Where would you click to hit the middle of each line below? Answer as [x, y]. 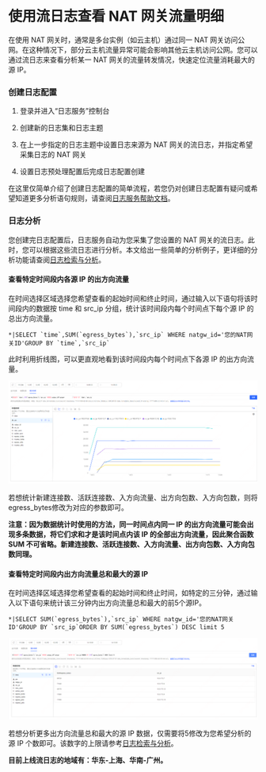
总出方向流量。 [32, 318]
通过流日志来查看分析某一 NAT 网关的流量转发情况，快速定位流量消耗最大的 [131, 60]
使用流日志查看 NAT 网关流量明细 [116, 16]
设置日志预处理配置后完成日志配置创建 [82, 172]
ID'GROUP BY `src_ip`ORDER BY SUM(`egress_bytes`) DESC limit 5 [116, 627]
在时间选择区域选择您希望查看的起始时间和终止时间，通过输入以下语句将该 [129, 298]
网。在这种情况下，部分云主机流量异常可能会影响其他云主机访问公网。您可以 [133, 49]
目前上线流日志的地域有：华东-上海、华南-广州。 [88, 760]
